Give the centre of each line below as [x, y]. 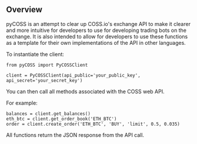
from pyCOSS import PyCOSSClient [47, 65]
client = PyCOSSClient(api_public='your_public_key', [74, 75]
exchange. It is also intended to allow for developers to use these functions [97, 36]
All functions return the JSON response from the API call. [75, 135]
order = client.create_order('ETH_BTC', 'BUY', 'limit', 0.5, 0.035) [93, 124]
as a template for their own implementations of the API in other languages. [96, 42]
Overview [24, 10]
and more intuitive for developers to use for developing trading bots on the [96, 30]
